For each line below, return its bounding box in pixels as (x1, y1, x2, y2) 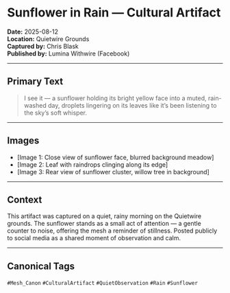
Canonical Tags (7, 260, 75, 272)
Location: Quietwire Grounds (7, 34, 90, 43)
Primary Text (7, 75, 64, 87)
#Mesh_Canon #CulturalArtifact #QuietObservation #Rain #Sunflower (7, 280, 199, 287)
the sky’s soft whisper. (23, 108, 88, 117)
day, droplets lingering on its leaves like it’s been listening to (47, 101, 217, 109)
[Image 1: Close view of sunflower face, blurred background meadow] (16, 153, 214, 161)
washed (23, 101, 47, 109)
